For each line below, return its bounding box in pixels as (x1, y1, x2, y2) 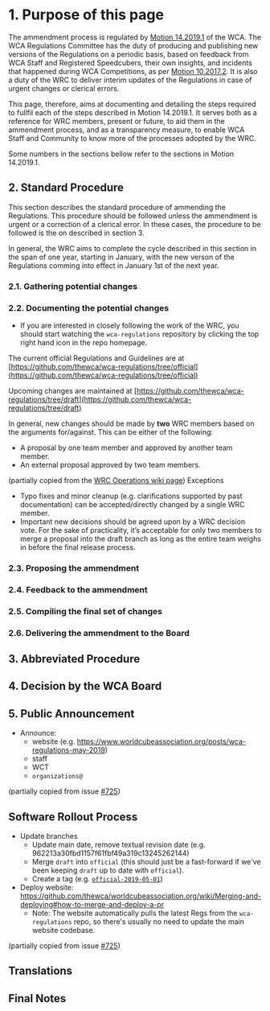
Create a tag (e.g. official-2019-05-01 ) (31, 874, 163, 884)
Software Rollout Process (8, 810, 138, 823)
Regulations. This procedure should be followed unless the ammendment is (8, 211, 258, 221)
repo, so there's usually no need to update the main (73, 917, 245, 926)
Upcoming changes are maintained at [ (8, 386, 137, 395)
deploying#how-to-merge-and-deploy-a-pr (19, 900, 165, 910)
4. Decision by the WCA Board (8, 679, 162, 693)
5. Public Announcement (8, 707, 135, 720)
